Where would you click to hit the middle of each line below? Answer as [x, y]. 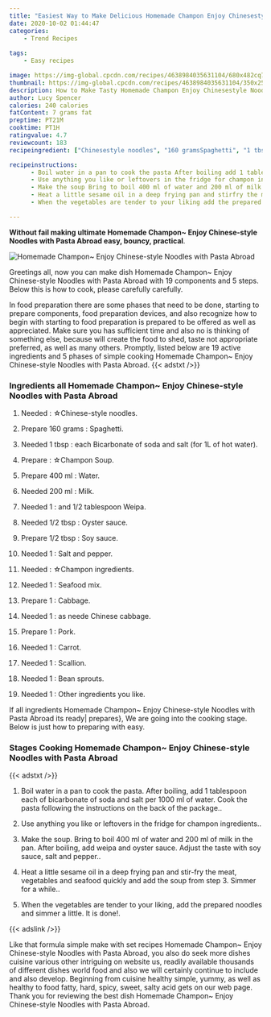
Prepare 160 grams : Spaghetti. [72, 429]
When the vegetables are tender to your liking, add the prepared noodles [141, 905]
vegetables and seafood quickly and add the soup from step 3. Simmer [138, 881]
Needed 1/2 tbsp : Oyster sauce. [74, 523]
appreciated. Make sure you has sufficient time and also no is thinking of [129, 330]
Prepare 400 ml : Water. [60, 475]
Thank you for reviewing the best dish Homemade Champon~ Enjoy [121, 996]
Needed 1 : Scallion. [53, 663]
